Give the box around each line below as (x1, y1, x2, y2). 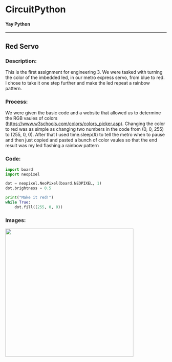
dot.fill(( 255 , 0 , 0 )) (14, 204, 63, 210)
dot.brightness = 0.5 (5, 186, 52, 191)
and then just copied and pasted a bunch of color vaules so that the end (5, 137, 157, 143)
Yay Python (5, 21, 31, 27)
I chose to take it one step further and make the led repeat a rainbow (5, 80, 150, 86)
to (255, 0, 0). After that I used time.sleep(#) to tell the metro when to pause (5, 132, 165, 138)
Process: (5, 98, 28, 105)
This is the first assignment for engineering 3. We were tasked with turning (5, 69, 163, 75)
